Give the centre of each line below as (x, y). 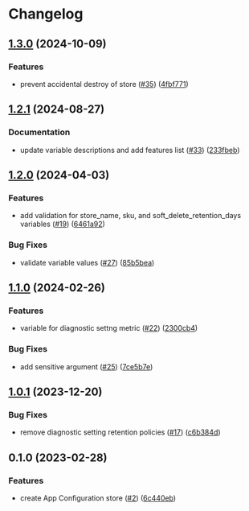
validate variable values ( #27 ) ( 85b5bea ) (87, 262)
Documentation (39, 132)
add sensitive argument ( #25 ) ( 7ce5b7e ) (86, 366)
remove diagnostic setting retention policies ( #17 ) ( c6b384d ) (120, 432)
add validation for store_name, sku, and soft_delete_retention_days (131, 216)
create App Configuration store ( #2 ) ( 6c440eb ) (98, 498)
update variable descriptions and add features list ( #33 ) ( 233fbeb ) (130, 150)
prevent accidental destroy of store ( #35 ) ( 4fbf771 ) (104, 84)
